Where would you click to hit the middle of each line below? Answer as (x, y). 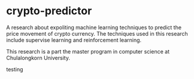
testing (15, 69)
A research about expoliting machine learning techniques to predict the (94, 27)
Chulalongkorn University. (38, 58)
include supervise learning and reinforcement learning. (74, 40)
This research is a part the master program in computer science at (88, 51)
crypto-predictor (49, 11)
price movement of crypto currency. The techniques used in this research (97, 33)
